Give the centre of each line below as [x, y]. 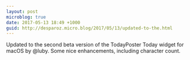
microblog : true [26, 17]
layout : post [22, 11]
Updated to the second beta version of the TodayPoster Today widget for [95, 45]
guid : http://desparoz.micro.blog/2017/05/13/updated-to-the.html [89, 28]
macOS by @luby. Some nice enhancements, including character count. [94, 51]
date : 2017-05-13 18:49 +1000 [43, 22]
